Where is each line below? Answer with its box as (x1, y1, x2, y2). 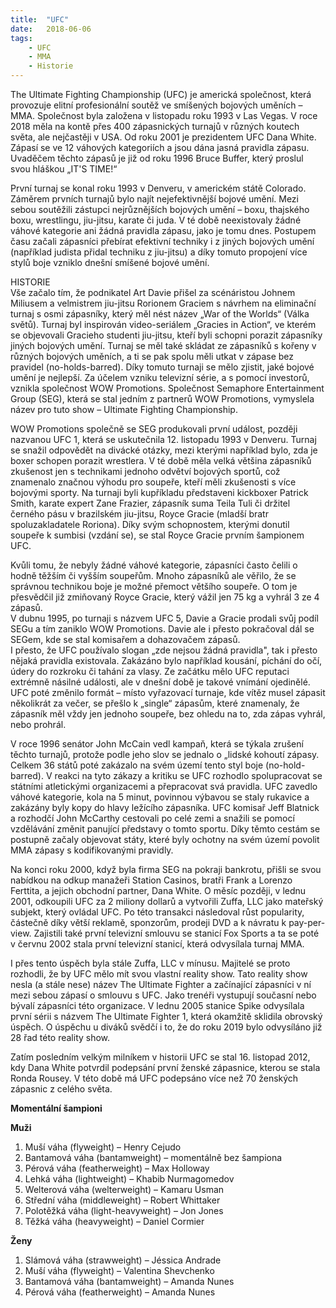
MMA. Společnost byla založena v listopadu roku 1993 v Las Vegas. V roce (10, 110, 318, 121)
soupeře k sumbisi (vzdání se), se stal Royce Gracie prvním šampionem (10, 529, 305, 541)
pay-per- (288, 917, 326, 928)
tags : (10, 33, 33, 43)
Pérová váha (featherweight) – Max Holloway (24, 1162, 210, 1174)
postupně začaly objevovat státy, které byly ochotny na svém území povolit (10, 834, 320, 845)
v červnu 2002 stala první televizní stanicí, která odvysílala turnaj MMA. (10, 938, 305, 950)
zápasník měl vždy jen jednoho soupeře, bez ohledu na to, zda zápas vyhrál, (10, 708, 326, 720)
